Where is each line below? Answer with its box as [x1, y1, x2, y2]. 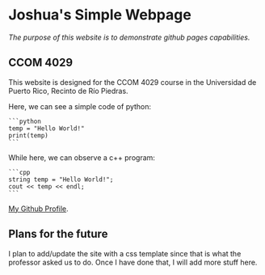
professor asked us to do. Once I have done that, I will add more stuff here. [8, 257, 258, 267]
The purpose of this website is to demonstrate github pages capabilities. [8, 32, 250, 42]
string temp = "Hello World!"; [8, 176, 114, 184]
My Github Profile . [8, 204, 69, 214]
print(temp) [8, 131, 48, 139]
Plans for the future [8, 227, 108, 241]
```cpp [8, 168, 31, 176]
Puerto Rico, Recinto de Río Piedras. [8, 86, 128, 95]
